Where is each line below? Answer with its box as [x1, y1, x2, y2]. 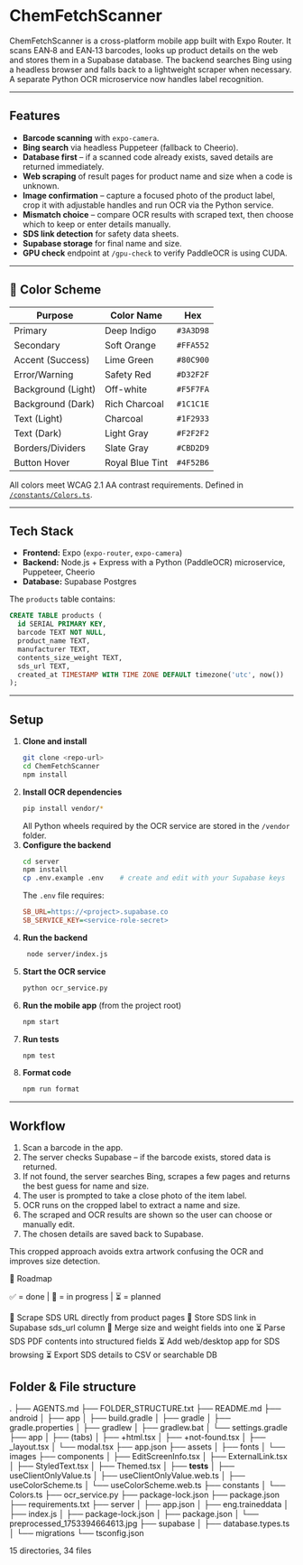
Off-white [105, 383, 147, 396]
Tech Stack [9, 523, 74, 538]
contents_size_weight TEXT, [17, 653, 124, 662]
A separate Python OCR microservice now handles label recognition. [9, 73, 264, 84]
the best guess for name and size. [22, 1180, 150, 1192]
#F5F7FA [176, 384, 210, 394]
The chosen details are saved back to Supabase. [22, 1229, 205, 1240]
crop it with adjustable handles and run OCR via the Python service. [22, 200, 274, 210]
